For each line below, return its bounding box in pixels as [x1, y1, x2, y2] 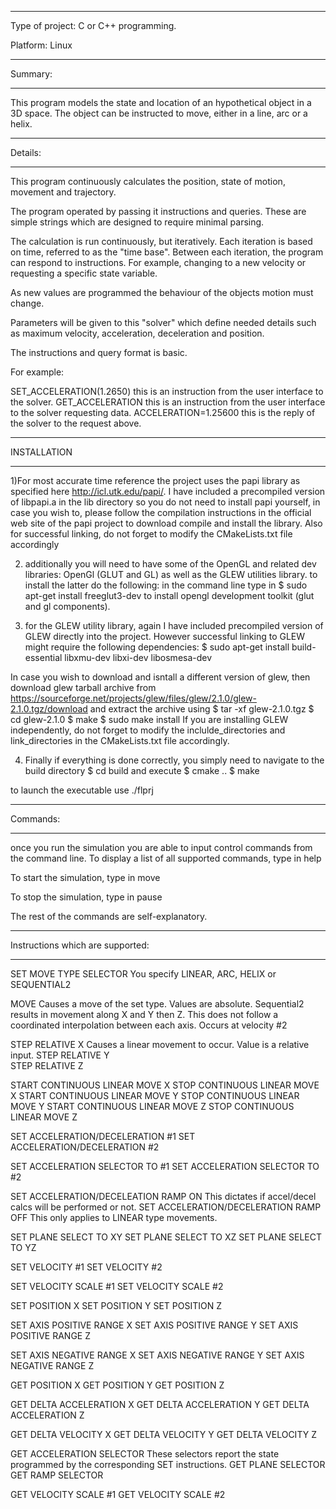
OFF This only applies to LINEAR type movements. [10, 1212, 218, 1223]
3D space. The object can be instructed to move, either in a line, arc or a [10, 107, 308, 119]
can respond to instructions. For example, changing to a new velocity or [10, 257, 307, 268]
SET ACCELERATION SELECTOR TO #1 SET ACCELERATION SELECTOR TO [10, 1161, 320, 1172]
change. [10, 297, 45, 309]
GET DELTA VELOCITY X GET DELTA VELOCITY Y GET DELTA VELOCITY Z [10, 1429, 317, 1440]
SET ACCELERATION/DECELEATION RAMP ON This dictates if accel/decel [10, 1191, 317, 1202]
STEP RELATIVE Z [10, 1060, 84, 1071]
